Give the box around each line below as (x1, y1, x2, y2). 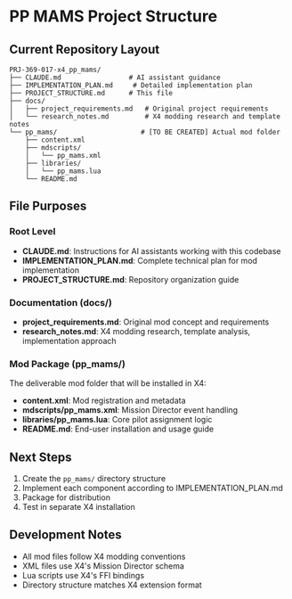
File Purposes (9, 199, 87, 214)
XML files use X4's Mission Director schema (21, 560, 185, 571)
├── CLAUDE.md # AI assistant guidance (9, 73, 221, 82)
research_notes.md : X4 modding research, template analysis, (21, 325, 251, 336)
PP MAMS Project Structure (9, 6, 218, 27)
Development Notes (9, 528, 122, 543)
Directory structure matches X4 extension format (21, 579, 202, 590)
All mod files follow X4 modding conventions (21, 551, 186, 562)
